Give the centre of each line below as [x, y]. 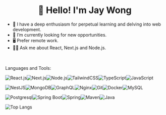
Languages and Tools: [28, 68]
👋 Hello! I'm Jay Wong [85, 10]
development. [27, 29]
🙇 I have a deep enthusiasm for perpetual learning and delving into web [87, 24]
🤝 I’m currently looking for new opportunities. [60, 35]
